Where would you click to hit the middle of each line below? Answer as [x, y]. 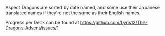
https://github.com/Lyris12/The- [114, 23]
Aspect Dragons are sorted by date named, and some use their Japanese [83, 7]
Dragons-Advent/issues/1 [32, 28]
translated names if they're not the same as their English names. [73, 13]
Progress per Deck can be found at [42, 23]
